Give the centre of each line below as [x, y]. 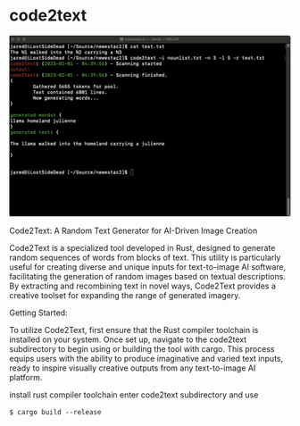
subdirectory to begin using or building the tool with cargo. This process [142, 349]
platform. [26, 378]
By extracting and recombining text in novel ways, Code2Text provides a [143, 286]
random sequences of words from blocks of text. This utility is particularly [145, 258]
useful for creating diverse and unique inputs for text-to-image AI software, [148, 267]
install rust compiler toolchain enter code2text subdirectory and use [134, 395]
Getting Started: [39, 313]
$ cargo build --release [55, 413]
